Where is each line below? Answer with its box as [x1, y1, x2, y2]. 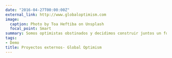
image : [5, 17, 19, 22]
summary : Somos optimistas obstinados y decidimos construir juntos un [5, 31, 161, 36]
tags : [5, 36, 17, 41]
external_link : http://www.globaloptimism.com [5, 12, 106, 17]
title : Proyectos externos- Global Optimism [5, 45, 102, 50]
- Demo [5, 40, 19, 45]
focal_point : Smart [10, 26, 52, 31]
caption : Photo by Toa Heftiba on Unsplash [10, 21, 104, 27]
